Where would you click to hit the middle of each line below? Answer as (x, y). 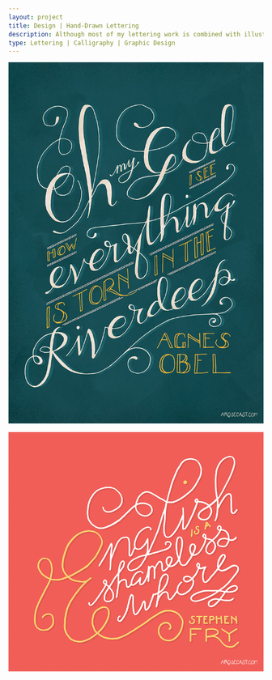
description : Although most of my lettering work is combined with (125, 34)
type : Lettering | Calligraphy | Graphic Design (92, 43)
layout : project (36, 17)
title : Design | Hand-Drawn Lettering (74, 25)
